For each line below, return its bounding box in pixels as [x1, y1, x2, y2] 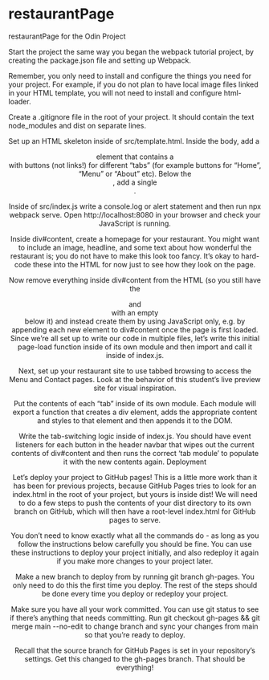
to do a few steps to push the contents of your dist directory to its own [18, 498, 251, 507]
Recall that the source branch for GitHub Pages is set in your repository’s [14, 645, 255, 655]
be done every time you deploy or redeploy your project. [41, 588, 229, 598]
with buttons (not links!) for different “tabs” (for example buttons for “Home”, [8, 160, 262, 169]
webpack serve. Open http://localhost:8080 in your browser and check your [9, 210, 261, 219]
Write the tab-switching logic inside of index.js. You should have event [18, 431, 251, 441]
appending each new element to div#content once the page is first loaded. [11, 324, 259, 334]
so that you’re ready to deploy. [84, 629, 186, 639]
